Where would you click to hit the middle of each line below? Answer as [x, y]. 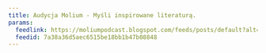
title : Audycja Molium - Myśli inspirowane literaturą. [102, 15]
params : [21, 23]
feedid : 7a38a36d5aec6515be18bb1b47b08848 [86, 37]
